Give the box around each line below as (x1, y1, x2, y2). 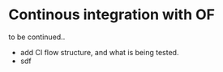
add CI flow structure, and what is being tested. (19, 47, 179, 57)
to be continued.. (8, 32, 66, 42)
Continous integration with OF (8, 6, 216, 24)
